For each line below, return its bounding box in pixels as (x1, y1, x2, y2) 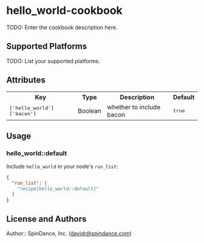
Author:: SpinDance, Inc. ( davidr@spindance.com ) (6, 230, 132, 237)
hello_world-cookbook (6, 4, 123, 18)
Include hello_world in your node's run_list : (6, 163, 118, 170)
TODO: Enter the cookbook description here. (6, 24, 118, 31)
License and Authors (6, 214, 87, 224)
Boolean (78, 107, 101, 115)
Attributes (6, 75, 46, 85)
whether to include (107, 102, 161, 111)
